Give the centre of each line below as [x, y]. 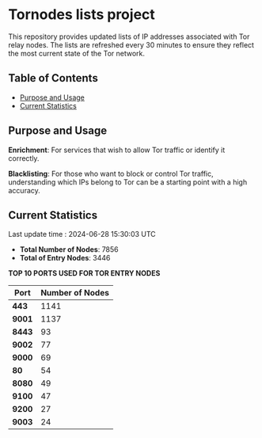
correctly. [24, 158]
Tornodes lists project [82, 15]
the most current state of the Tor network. [76, 53]
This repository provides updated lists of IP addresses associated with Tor [129, 36]
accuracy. [25, 190]
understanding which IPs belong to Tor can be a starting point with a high [128, 182]
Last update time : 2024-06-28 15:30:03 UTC [82, 234]
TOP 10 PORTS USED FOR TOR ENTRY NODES [84, 273]
